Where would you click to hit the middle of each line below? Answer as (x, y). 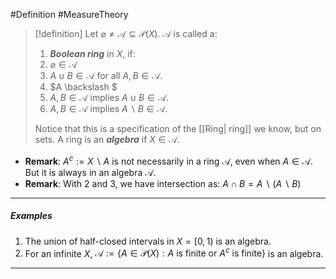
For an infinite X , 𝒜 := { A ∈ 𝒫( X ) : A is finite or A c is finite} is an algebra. (174, 252)
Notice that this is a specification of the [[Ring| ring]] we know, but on (178, 128)
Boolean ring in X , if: (92, 53)
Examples (31, 216)
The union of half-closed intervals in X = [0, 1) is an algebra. (148, 241)
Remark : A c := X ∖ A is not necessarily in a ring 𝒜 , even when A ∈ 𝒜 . (169, 160)
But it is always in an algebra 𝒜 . (90, 172)
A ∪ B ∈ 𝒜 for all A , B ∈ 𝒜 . (106, 75)
